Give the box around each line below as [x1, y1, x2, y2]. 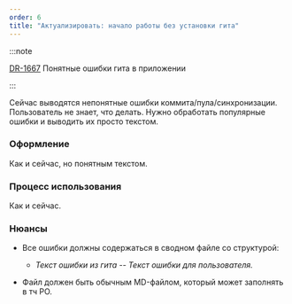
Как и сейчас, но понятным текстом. [9, 158, 148, 168]
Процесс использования [9, 180, 122, 192]
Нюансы [9, 222, 49, 235]
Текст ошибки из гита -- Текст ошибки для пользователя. [35, 260, 254, 270]
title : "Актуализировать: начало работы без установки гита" [9, 21, 240, 30]
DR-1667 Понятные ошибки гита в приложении [9, 63, 186, 74]
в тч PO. [21, 286, 53, 297]
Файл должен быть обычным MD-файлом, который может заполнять [21, 277, 284, 288]
